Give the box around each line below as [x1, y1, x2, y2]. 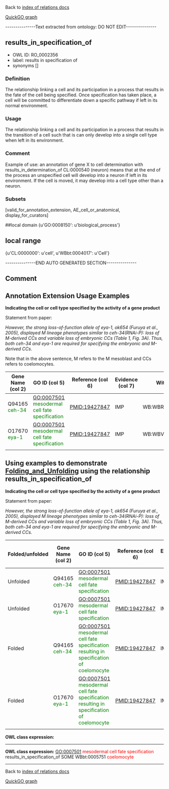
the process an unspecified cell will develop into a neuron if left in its [5, 172, 147, 178]
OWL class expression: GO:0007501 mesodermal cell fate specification [5, 748, 154, 754]
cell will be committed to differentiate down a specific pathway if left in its [5, 97, 157, 103]
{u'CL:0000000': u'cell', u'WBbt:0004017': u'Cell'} [5, 250, 110, 256]
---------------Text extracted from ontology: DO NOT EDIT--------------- [5, 24, 157, 30]
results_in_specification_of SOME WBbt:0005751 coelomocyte [5, 754, 134, 760]
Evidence [115, 376, 138, 383]
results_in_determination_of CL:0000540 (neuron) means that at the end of [5, 166, 161, 173]
